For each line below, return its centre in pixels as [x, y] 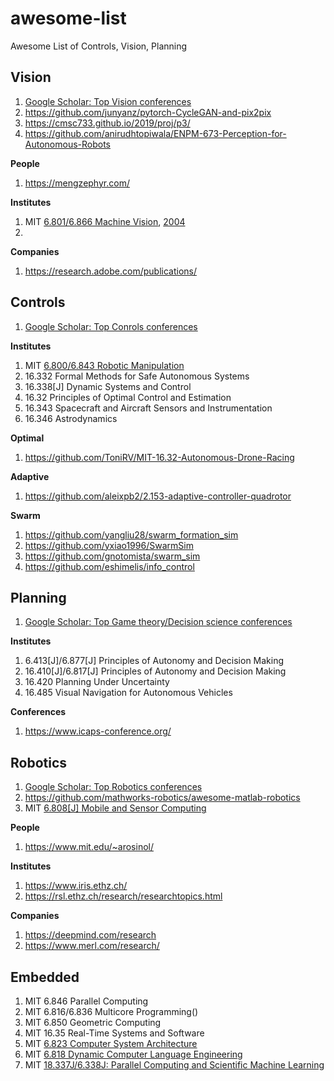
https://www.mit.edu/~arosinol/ [89, 847]
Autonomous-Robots [68, 144]
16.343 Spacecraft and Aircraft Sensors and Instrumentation [148, 408]
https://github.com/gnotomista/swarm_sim [112, 556]
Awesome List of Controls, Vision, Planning [99, 46]
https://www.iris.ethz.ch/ [76, 886]
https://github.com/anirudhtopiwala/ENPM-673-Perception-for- [155, 133]
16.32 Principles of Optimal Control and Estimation [128, 397]
